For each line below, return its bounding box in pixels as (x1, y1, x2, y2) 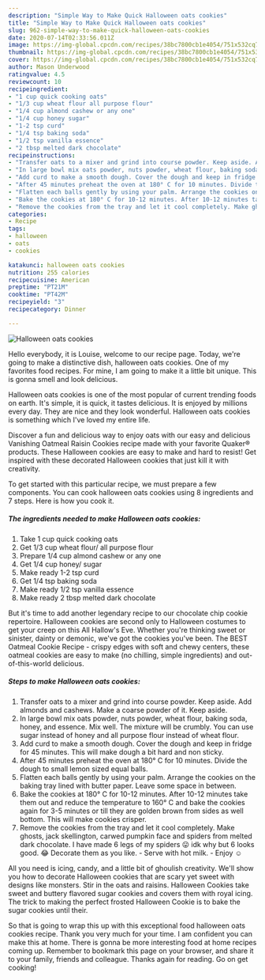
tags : (8, 225, 26, 233)
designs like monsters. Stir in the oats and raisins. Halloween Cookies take (8, 880, 250, 890)
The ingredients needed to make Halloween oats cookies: (8, 514, 201, 524)
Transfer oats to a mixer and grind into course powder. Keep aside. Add (19, 697, 252, 706)
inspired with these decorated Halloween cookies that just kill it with (8, 456, 229, 465)
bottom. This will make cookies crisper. (19, 814, 147, 823)
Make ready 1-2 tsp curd (19, 567, 99, 577)
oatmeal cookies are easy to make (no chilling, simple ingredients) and (8, 650, 237, 660)
